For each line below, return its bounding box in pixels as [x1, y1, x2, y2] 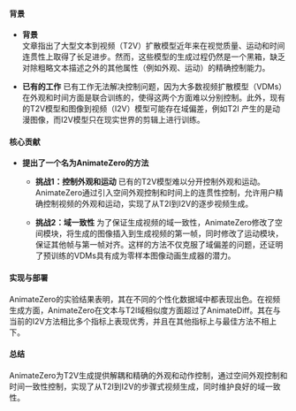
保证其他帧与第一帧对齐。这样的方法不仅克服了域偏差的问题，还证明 [34, 240, 284, 250]
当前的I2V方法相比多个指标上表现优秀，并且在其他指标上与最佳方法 [9, 316, 254, 326]
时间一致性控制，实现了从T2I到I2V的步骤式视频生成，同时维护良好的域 [9, 381, 266, 392]
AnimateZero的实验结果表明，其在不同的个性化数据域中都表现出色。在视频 [9, 293, 281, 304]
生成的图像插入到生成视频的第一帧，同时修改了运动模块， [73, 228, 284, 239]
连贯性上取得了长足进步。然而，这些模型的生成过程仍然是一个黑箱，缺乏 [21, 51, 285, 62]
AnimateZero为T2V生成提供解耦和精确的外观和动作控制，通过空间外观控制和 [9, 369, 288, 380]
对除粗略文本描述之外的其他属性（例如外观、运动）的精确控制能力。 [21, 63, 270, 73]
